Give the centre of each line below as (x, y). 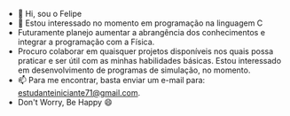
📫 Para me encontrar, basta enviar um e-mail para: (111, 80)
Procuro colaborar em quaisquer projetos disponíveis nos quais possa (145, 51)
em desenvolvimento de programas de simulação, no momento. (134, 70)
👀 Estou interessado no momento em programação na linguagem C (140, 23)
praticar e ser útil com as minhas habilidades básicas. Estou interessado (149, 61)
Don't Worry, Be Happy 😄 (65, 102)
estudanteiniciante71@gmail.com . (79, 93)
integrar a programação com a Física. (86, 42)
